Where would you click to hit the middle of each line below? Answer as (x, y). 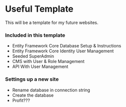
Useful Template (39, 9)
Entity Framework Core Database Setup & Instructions (67, 46)
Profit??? (21, 100)
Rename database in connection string (51, 90)
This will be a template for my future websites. (52, 22)
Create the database (33, 95)
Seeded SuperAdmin (33, 56)
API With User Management (40, 66)
